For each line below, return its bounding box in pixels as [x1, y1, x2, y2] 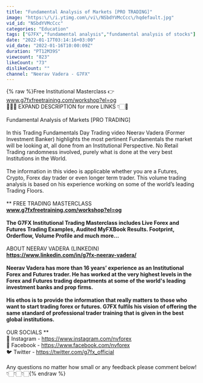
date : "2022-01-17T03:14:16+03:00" [6, 37, 96, 43]
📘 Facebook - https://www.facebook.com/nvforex [6, 342, 130, 349]
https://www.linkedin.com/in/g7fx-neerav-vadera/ [6, 251, 137, 259]
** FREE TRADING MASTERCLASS [6, 200, 92, 207]
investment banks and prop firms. [6, 284, 94, 291]
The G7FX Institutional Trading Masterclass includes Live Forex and [6, 219, 179, 227]
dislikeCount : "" [6, 65, 50, 72]
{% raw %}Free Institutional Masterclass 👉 [6, 88, 115, 95]
